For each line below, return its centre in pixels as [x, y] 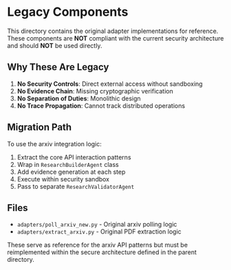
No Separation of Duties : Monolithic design [79, 98]
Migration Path [40, 127]
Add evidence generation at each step [71, 172]
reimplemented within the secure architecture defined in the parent [102, 252]
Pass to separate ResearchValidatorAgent [76, 186]
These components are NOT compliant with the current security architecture [115, 38]
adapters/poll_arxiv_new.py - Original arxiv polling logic [97, 225]
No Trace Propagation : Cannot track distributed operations [101, 105]
